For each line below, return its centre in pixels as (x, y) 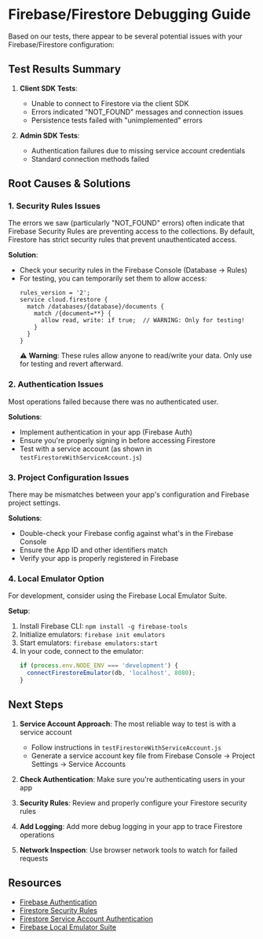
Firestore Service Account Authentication (86, 919)
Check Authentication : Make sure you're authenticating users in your (132, 779)
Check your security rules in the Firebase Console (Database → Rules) (133, 270)
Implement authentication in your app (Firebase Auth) (106, 432)
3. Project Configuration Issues (69, 477)
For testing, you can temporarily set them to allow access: (113, 279)
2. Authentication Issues (56, 384)
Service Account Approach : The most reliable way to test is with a (128, 724)
